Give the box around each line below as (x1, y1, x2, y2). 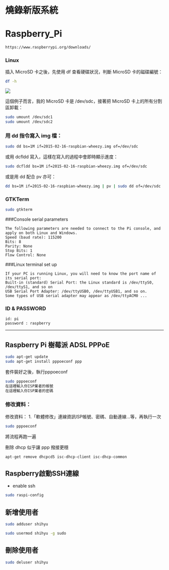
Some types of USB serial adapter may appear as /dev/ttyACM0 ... (5, 294, 147, 299)
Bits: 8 (5, 240, 22, 245)
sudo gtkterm (5, 207, 33, 212)
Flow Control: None (5, 253, 46, 258)
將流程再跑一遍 (5, 433, 36, 440)
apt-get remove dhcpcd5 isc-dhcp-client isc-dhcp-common (5, 454, 127, 459)
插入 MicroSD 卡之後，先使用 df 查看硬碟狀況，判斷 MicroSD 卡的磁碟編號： (5, 69, 163, 75)
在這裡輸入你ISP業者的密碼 (5, 388, 54, 393)
